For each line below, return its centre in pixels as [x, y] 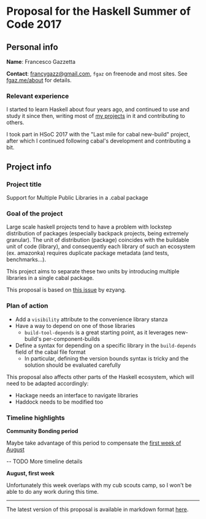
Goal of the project [35, 213]
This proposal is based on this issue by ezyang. [67, 290]
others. [15, 123]
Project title [24, 184]
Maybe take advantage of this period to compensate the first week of [94, 443]
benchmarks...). [26, 260]
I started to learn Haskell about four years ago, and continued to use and [98, 109]
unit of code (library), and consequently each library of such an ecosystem [101, 246]
